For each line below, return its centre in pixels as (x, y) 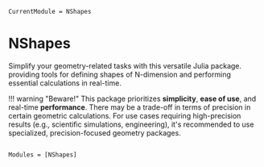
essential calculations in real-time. (65, 83)
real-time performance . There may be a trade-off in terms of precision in (130, 107)
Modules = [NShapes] (43, 154)
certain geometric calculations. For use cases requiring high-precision (125, 115)
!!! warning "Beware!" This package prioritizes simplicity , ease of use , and (132, 98)
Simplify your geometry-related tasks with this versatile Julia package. (125, 65)
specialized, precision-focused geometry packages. (95, 132)
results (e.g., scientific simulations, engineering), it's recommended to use (131, 124)
